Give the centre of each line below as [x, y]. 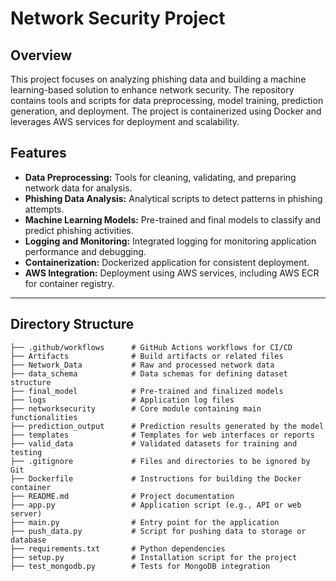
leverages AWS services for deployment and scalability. [125, 121]
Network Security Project [118, 18]
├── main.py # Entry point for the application [145, 522]
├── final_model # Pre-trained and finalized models [147, 391]
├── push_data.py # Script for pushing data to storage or [158, 531]
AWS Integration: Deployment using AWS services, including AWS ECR [172, 273]
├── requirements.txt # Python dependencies [118, 548]
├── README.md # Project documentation [122, 496]
